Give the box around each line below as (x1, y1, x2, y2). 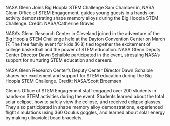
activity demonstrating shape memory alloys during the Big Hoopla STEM (5, 15, 159, 21)
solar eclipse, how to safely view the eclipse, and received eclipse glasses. (5, 99, 162, 105)
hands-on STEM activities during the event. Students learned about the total (5, 93, 164, 99)
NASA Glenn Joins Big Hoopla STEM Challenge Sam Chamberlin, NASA (5, 5, 155, 10)
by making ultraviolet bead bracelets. (5, 115, 83, 121)
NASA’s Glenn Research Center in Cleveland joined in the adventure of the (5, 30, 160, 36)
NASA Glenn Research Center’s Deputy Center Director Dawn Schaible (5, 67, 153, 73)
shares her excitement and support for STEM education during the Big (5, 73, 152, 78)
